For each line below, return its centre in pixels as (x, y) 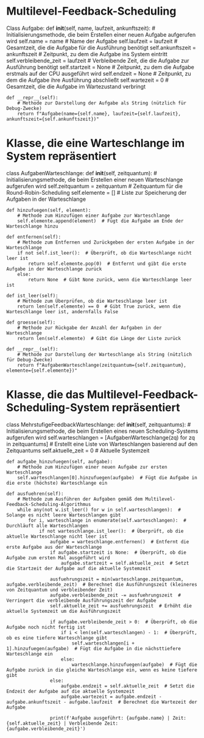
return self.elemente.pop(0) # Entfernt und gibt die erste (107, 264)
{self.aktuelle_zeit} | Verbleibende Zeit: (62, 723)
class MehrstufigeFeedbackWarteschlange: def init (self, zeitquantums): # (99, 424)
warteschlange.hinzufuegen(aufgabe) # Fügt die (135, 664)
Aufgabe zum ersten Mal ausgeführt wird (58, 558)
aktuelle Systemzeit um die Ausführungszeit (64, 611)
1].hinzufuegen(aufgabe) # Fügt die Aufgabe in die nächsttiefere (94, 648)
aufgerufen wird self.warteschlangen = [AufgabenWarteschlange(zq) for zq (101, 437)
